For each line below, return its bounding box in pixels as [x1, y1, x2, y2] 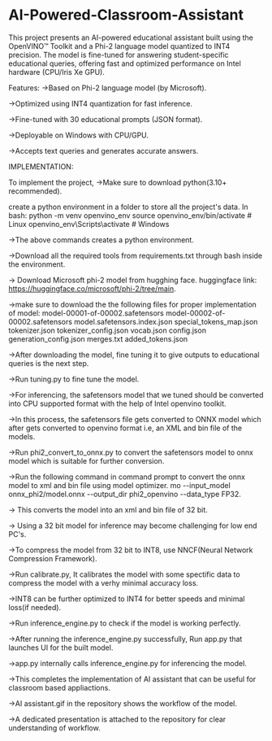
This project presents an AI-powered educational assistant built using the [8, 33, 253, 42]
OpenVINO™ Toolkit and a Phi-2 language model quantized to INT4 [8, 41, 231, 50]
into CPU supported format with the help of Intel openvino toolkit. [8, 399, 227, 408]
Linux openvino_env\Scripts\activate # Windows [8, 219, 170, 229]
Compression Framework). [8, 553, 97, 563]
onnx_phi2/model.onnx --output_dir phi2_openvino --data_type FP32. [8, 489, 241, 499]
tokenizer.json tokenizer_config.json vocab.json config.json [8, 325, 207, 335]
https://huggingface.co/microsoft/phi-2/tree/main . [8, 283, 176, 294]
